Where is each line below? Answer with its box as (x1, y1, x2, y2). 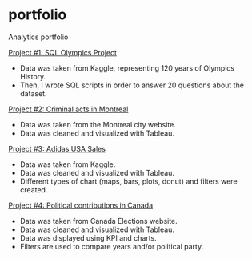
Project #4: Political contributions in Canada (8, 200, 154, 210)
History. (19, 71, 46, 81)
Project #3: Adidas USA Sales (8, 144, 106, 153)
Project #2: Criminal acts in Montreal (8, 104, 129, 114)
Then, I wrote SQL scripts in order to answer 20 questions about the (19, 80, 244, 90)
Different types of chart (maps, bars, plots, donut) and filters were (19, 176, 238, 186)
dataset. (19, 88, 47, 98)
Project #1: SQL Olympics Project (8, 47, 118, 57)
